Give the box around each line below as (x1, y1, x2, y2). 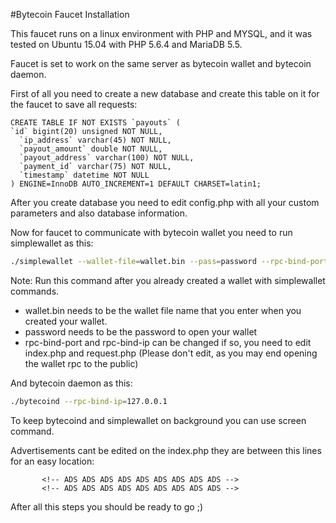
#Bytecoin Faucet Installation (10, 9, 130, 20)
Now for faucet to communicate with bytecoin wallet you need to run (10, 227, 293, 238)
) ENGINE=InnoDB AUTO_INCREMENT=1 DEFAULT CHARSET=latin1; (10, 179, 262, 189)
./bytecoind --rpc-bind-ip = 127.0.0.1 (10, 396, 168, 406)
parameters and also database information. (10, 207, 188, 219)
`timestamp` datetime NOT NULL (19, 170, 150, 180)
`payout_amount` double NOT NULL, (19, 144, 163, 154)
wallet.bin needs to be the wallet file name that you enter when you (24, 304, 302, 316)
